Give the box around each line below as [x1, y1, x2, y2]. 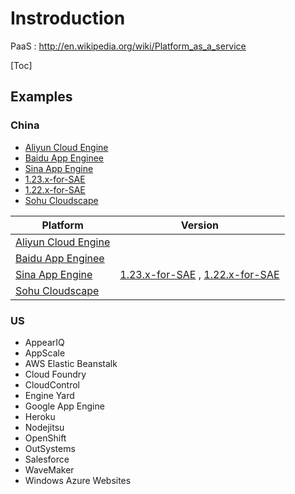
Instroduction [10, 7, 126, 30]
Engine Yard [24, 389, 75, 401]
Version [180, 218, 219, 232]
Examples [10, 88, 73, 106]
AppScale [24, 347, 66, 359]
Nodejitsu [24, 421, 65, 433]
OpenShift [24, 432, 67, 444]
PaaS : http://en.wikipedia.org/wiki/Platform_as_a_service [10, 40, 247, 52]
